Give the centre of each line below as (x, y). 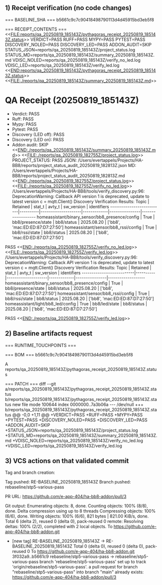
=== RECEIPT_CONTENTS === (36, 29)
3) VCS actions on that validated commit (67, 461)
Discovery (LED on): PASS (38, 139)
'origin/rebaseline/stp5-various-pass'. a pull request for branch (75, 567)
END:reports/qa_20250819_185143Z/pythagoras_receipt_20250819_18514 (83, 70)
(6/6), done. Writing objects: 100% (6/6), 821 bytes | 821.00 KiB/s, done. (77, 516)
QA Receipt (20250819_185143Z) (72, 100)
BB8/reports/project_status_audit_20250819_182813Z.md (68, 175)
